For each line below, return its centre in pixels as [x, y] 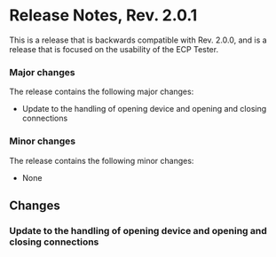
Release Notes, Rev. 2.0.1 [103, 16]
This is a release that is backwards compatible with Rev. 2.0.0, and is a [138, 40]
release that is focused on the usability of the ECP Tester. [114, 49]
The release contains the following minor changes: [102, 160]
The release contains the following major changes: [102, 92]
